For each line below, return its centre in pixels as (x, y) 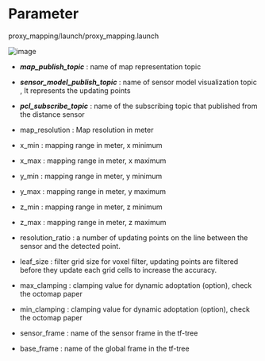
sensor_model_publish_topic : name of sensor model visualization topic (138, 82)
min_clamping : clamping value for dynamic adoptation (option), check (134, 309)
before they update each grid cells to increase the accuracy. (118, 270)
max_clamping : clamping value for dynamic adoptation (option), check (136, 285)
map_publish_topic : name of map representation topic (110, 66)
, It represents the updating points (75, 90)
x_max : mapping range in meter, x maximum (93, 161)
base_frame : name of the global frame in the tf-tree (104, 348)
